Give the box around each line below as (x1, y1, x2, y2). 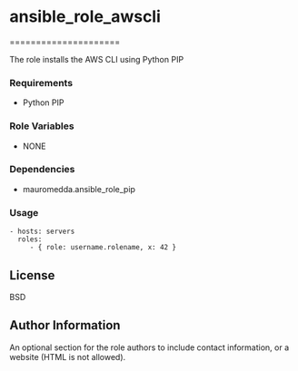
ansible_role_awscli (9, 6, 162, 27)
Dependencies (9, 163, 75, 176)
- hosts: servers (9, 227, 75, 237)
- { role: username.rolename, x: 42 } (29, 243, 177, 252)
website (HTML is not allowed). (9, 351, 126, 362)
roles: (17, 235, 43, 244)
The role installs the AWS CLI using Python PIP (9, 54, 184, 64)
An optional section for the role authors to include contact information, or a (9, 342, 290, 353)
